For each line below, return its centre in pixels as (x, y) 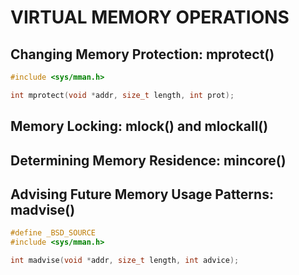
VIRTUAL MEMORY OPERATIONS (150, 17)
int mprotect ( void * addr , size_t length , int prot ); (122, 95)
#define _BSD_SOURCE (53, 233)
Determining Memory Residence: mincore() (148, 160)
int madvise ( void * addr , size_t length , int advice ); (125, 261)
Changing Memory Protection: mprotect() (142, 54)
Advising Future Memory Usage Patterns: (142, 194)
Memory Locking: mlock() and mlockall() (139, 126)
